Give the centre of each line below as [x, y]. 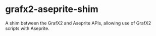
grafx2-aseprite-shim [52, 9]
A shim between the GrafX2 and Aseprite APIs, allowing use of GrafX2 [78, 23]
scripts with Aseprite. [27, 28]
